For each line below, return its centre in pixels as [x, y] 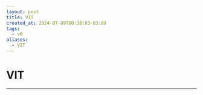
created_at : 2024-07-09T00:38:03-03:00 [56, 23]
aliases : [17, 40]
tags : [13, 29]
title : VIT [20, 17]
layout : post [23, 12]
